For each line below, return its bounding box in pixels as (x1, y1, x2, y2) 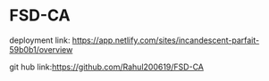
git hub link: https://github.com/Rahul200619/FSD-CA (9, 61, 204, 72)
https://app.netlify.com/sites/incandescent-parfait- (71, 35, 260, 45)
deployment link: (9, 35, 71, 45)
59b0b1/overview (9, 44, 73, 54)
